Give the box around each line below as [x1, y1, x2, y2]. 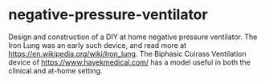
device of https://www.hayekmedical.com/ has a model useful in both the [8, 57, 251, 67]
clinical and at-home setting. [8, 65, 103, 75]
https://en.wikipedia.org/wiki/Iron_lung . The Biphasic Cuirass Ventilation [8, 49, 247, 58]
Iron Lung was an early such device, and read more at [8, 40, 187, 49]
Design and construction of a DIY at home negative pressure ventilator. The [8, 32, 258, 41]
